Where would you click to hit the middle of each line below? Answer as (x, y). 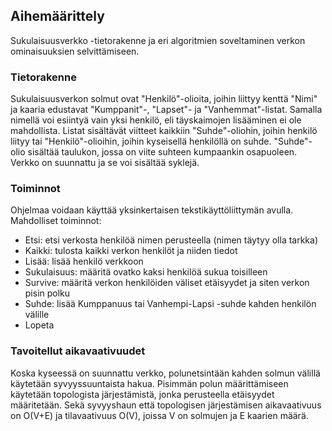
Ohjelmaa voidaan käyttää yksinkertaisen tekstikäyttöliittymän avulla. (152, 210)
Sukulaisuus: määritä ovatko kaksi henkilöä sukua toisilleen (146, 272)
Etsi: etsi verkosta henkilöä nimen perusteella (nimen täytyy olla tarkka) (171, 240)
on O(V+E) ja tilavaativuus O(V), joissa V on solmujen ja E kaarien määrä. (159, 415)
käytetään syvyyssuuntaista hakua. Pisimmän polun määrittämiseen (149, 383)
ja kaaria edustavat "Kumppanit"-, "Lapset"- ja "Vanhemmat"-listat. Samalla (166, 110)
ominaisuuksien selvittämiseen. (75, 51)
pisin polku (47, 293)
